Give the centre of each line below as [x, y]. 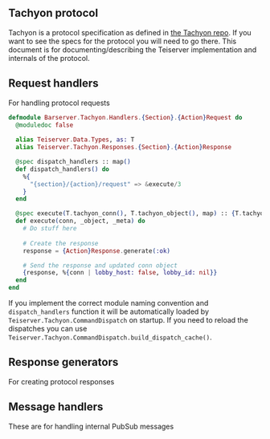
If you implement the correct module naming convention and [108, 303]
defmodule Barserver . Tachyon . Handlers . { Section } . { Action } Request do [125, 117]
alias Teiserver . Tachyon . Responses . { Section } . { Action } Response [124, 148]
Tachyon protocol [53, 13]
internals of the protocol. [49, 58]
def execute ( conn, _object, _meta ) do [81, 221]
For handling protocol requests [59, 103]
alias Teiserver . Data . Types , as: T [75, 140]
